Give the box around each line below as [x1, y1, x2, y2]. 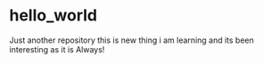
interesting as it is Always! [9, 44, 105, 54]
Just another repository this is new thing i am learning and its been [9, 35, 254, 45]
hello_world [9, 5, 98, 26]
